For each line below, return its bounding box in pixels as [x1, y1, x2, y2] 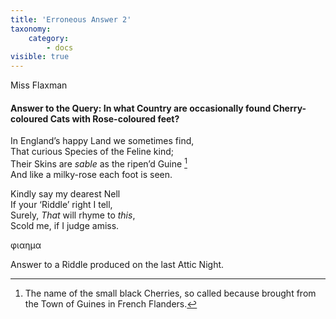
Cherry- [272, 102, 307, 114]
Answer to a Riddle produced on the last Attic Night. [10, 258, 225, 270]
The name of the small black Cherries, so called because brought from [24, 287, 317, 299]
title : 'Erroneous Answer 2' [10, 14, 132, 25]
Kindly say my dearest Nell [10, 187, 121, 200]
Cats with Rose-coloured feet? [49, 112, 180, 125]
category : [28, 33, 70, 43]
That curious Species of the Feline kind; [10, 146, 175, 158]
